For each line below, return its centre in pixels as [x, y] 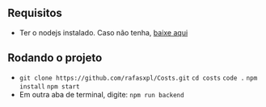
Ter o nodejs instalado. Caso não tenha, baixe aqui [103, 32]
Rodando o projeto [55, 58]
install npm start [49, 86]
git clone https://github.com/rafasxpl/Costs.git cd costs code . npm [138, 78]
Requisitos [35, 13]
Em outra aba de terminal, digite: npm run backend [101, 94]
